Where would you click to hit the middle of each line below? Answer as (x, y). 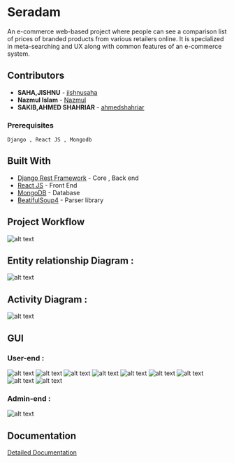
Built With (29, 161)
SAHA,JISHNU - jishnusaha (57, 92)
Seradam (34, 12)
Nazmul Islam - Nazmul (52, 100)
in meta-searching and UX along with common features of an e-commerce (115, 46)
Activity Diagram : (47, 299)
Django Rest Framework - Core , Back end (78, 178)
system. (19, 54)
